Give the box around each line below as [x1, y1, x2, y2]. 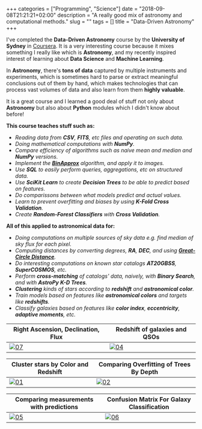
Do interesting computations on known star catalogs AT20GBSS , [14, 260, 177, 267]
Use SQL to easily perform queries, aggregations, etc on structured [14, 166, 183, 173]
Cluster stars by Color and [11, 360, 89, 368]
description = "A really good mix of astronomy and [57, 11, 182, 19]
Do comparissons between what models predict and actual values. [14, 192, 182, 198]
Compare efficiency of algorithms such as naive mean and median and [14, 147, 192, 154]
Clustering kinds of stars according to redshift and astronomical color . [14, 286, 194, 292]
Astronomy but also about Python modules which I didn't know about [6, 104, 180, 111]
